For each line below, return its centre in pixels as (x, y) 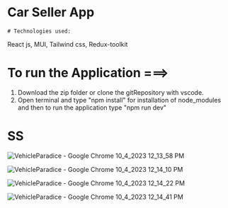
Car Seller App (51, 12)
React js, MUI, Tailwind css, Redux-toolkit (68, 44)
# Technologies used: (39, 31)
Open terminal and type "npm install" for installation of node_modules (119, 100)
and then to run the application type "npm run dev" (92, 108)
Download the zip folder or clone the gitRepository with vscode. (110, 92)
